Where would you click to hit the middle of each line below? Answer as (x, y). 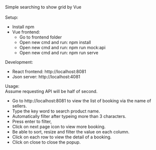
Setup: (12, 17)
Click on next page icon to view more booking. (59, 127)
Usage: (12, 86)
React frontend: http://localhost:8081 (49, 72)
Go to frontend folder (40, 37)
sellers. (19, 106)
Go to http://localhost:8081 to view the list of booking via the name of (81, 101)
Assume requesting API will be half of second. (51, 91)
